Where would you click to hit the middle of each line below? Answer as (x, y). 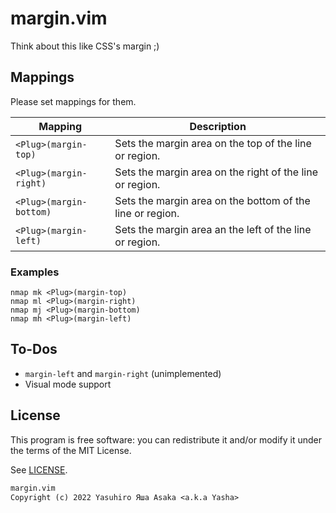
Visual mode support (68, 384)
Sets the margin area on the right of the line (216, 172)
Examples (35, 272)
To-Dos (34, 349)
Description (218, 126)
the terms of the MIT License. (71, 450)
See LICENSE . (39, 469)
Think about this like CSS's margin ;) (85, 46)
